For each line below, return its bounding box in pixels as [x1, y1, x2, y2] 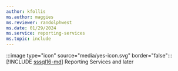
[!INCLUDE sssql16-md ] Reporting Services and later [6, 58, 134, 65]
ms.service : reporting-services [6, 31, 85, 36]
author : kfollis [6, 8, 46, 15]
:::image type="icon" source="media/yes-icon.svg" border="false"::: [6, 52, 173, 59]
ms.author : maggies [6, 14, 54, 20]
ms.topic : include [6, 36, 51, 42]
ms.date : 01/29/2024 [6, 25, 57, 31]
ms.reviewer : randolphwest [6, 19, 72, 25]
